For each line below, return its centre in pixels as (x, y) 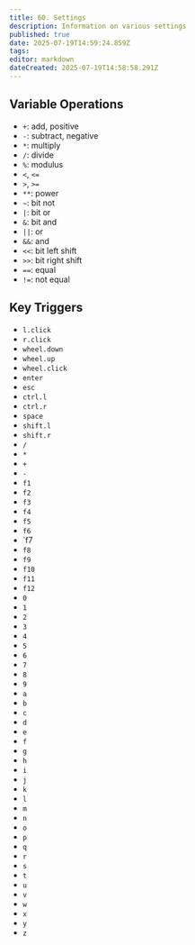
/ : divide (38, 155)
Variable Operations (66, 104)
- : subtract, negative (60, 135)
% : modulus (43, 164)
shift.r (36, 435)
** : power (40, 193)
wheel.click (44, 368)
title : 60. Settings (48, 18)
